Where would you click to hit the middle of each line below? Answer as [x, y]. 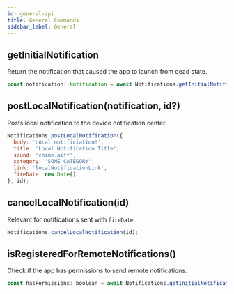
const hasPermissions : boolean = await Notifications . [88, 284]
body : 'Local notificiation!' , [59, 142]
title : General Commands [43, 20]
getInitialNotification [53, 55]
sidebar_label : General [42, 26]
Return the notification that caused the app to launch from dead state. [107, 72]
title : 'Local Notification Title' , [67, 148]
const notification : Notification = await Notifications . [93, 84]
